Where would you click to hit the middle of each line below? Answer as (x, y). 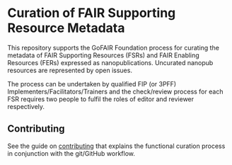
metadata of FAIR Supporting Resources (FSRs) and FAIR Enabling (103, 55)
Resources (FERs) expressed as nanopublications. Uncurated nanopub (110, 62)
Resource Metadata (66, 28)
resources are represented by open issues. (70, 70)
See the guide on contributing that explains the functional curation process (116, 146)
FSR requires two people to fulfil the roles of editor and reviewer (101, 99)
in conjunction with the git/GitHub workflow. (71, 153)
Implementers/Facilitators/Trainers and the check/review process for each (115, 91)
